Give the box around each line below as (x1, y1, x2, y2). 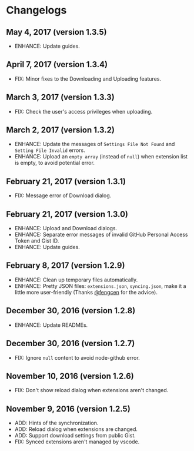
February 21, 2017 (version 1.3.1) (6, 176, 126, 186)
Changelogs (6, 4, 67, 17)
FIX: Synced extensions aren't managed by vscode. (14, 438, 140, 445)
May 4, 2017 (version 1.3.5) (6, 27, 107, 37)
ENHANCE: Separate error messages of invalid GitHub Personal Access (14, 231, 188, 238)
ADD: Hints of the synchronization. (14, 419, 99, 427)
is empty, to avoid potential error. (14, 160, 95, 167)
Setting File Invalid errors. (14, 147, 85, 154)
